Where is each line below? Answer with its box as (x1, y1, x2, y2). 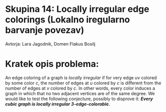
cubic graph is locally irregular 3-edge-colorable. (5, 101, 111, 107)
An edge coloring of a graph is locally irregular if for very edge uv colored (5, 74, 157, 80)
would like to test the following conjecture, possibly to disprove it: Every (5, 96, 154, 102)
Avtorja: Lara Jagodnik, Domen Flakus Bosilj (5, 41, 96, 47)
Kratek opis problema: (5, 58, 99, 70)
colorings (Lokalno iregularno (5, 14, 130, 25)
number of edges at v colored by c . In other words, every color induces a (5, 85, 156, 91)
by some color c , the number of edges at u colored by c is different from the (5, 80, 162, 86)
